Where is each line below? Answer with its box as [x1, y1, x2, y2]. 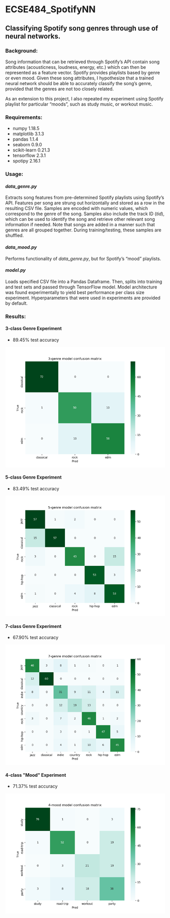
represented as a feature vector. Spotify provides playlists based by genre [5, 69, 160, 75]
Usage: [5, 171, 24, 178]
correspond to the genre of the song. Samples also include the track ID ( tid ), [5, 211, 165, 217]
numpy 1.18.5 [12, 125, 40, 132]
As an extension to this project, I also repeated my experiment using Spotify [5, 95, 164, 101]
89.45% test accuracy [12, 336, 59, 343]
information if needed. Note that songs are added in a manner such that [5, 222, 155, 228]
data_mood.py [5, 244, 37, 250]
